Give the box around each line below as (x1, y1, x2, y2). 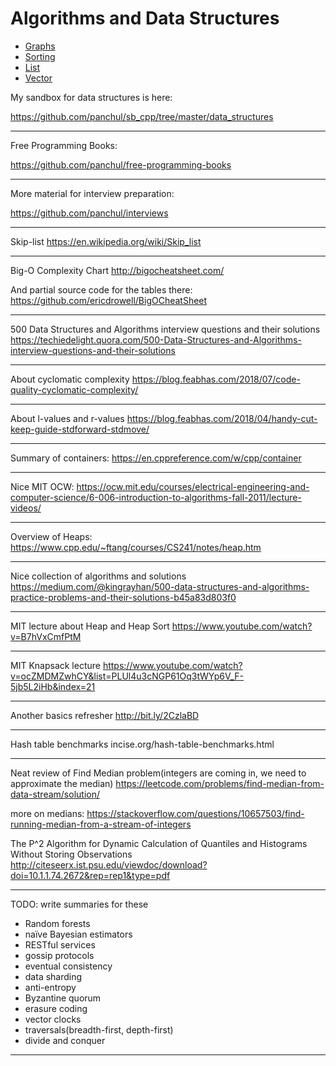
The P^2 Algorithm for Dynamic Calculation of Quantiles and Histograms (10, 837, 308, 849)
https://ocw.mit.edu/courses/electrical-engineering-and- (76, 480, 310, 492)
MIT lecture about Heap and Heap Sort (10, 620, 170, 632)
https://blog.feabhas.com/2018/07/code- (131, 373, 301, 385)
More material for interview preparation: (10, 187, 175, 199)
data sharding (24, 970, 83, 982)
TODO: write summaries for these (10, 898, 149, 910)
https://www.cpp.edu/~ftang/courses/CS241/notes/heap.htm (10, 541, 262, 553)
